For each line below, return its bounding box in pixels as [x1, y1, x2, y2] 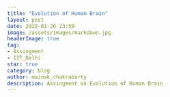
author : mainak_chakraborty [7, 73, 87, 81]
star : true [7, 61, 38, 68]
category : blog [7, 67, 51, 74]
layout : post [7, 16, 44, 23]
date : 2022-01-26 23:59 [7, 23, 75, 29]
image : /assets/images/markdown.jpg [7, 29, 111, 36]
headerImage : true [7, 36, 59, 42]
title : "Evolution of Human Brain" [7, 10, 109, 17]
